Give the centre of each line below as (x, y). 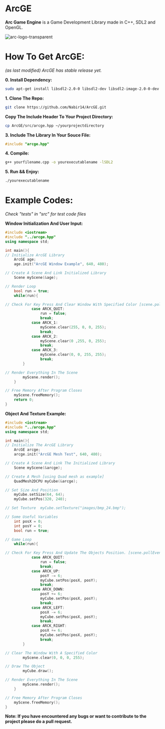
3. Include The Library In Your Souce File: (48, 135)
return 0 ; (24, 400)
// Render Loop (21, 286)
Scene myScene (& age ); (36, 278)
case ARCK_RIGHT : (49, 626)
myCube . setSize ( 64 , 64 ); (39, 495)
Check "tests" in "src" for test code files (46, 214)
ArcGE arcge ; (27, 450)
